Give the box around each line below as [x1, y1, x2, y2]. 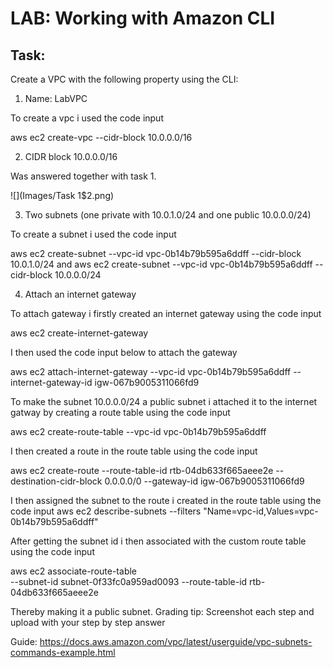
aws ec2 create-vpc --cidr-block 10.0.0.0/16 [10, 132, 193, 143]
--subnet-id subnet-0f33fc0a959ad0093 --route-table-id [10, 576, 248, 587]
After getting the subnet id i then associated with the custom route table [10, 535, 307, 547]
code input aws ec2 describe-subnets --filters [10, 505, 202, 517]
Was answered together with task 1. [10, 170, 157, 182]
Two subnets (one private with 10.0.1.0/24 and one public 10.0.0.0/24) [24, 209, 312, 221]
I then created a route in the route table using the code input [10, 445, 258, 457]
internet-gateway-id [10, 377, 93, 388]
